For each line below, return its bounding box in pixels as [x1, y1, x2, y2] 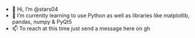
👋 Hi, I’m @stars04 [11, 6, 58, 12]
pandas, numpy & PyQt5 [11, 18, 72, 25]
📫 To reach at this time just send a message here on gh [11, 25, 151, 32]
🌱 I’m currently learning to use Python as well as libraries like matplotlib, [11, 12, 190, 19]
